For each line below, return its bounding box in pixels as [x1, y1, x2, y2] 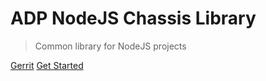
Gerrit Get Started [10, 59, 84, 71]
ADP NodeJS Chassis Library [10, 7, 257, 30]
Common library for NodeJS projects [34, 40, 187, 52]
